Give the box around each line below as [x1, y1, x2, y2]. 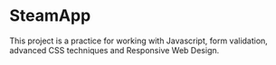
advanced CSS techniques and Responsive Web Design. [9, 44, 220, 55]
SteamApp [9, 5, 91, 26]
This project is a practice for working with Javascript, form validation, [9, 35, 269, 46]
